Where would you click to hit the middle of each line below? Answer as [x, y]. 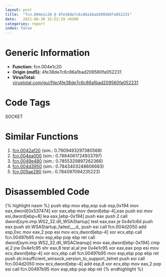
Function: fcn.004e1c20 [37, 67]
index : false [19, 28]
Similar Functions [42, 137]
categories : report [25, 24]
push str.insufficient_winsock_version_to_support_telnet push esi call [75, 258]
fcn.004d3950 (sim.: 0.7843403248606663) [58, 166]
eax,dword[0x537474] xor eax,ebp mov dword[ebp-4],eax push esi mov [79, 211]
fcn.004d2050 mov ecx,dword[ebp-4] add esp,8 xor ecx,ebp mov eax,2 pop [83, 264]
